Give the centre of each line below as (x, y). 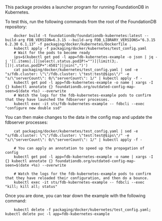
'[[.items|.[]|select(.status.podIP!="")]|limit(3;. (64, 61)
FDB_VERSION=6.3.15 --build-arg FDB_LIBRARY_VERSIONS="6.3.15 (91, 40)
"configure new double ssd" (34, 108)
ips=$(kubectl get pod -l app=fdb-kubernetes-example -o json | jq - (86, 57)
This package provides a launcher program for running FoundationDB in (77, 7)
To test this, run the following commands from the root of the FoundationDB (81, 22)
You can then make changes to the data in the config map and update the (79, 117)
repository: (16, 27)
